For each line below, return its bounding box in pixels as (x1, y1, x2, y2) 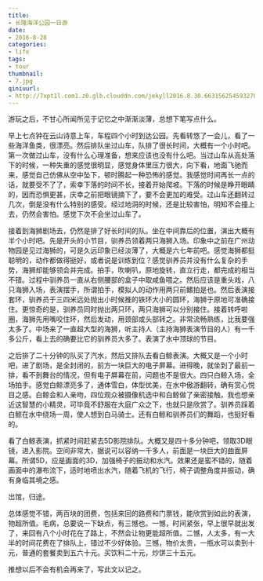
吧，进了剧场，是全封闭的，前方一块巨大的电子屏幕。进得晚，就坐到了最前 (8, 360, 248, 370)
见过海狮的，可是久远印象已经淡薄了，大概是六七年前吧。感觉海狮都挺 (28, 246, 255, 255)
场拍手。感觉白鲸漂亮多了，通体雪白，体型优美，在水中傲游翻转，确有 (8, 380, 235, 389)
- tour (8, 63, 30, 71)
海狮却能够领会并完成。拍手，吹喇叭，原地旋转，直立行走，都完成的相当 (21, 265, 255, 275)
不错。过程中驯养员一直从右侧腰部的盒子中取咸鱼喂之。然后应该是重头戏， (8, 276, 248, 285)
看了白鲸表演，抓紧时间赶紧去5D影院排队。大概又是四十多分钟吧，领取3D (8, 437, 247, 446)
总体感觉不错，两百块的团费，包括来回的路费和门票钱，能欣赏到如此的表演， (8, 509, 255, 518)
